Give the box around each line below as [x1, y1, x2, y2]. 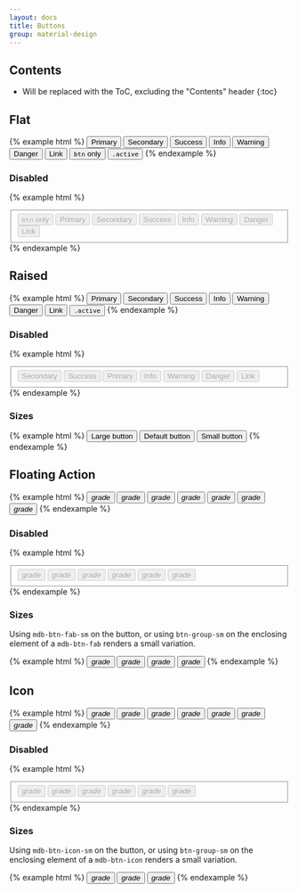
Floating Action [9, 467, 96, 482]
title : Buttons [9, 21, 66, 30]
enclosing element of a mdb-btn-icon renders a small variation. [9, 855, 238, 865]
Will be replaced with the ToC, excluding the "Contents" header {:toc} [21, 86, 278, 97]
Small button [201, 431, 243, 441]
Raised [9, 268, 49, 283]
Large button [91, 431, 133, 441]
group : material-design [9, 29, 98, 38]
